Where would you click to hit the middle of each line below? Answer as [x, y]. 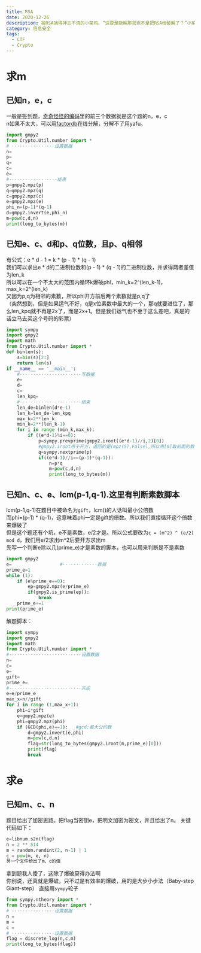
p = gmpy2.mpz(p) [25, 185]
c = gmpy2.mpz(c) [25, 196]
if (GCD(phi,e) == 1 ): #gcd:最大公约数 [64, 727]
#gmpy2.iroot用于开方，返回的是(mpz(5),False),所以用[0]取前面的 [114, 447]
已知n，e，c [29, 100]
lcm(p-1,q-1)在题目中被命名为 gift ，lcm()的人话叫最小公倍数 [80, 510]
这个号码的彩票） [53, 318]
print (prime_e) [25, 609]
